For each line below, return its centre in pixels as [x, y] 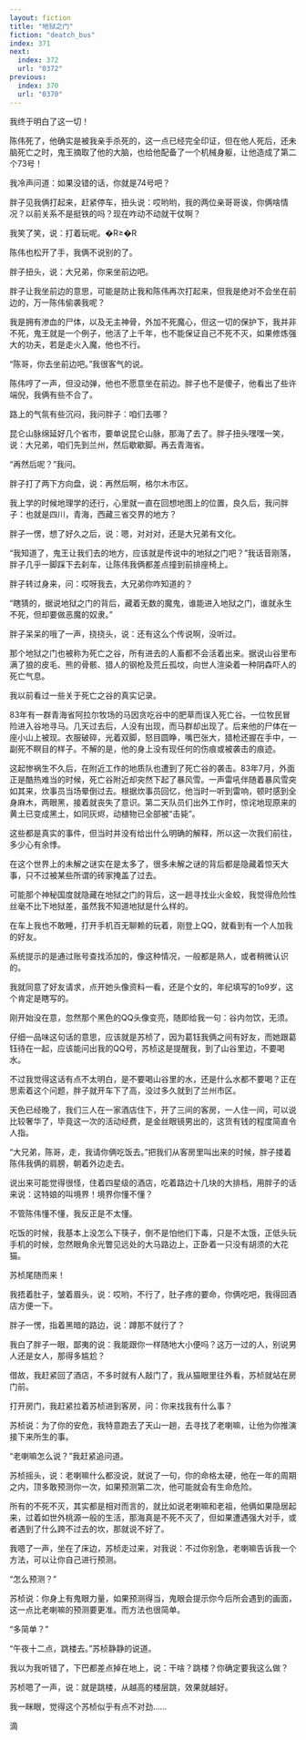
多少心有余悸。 [37, 844]
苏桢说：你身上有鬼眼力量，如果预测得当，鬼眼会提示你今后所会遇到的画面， [153, 1598]
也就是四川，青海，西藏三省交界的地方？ [101, 514]
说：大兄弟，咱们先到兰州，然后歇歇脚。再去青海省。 [109, 445]
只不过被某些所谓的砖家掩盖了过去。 [93, 875]
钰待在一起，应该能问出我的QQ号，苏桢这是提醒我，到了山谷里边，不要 [143, 1048]
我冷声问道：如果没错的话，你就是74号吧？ [90, 182]
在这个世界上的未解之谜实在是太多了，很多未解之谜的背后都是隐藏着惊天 [145, 864]
